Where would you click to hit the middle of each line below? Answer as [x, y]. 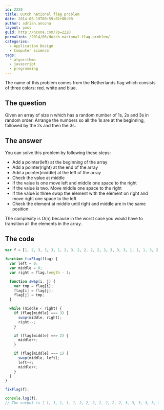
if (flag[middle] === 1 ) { [41, 353]
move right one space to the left [44, 198]
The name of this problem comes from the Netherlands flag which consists [80, 83]
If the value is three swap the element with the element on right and [80, 193]
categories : [17, 42]
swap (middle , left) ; [39, 358]
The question [26, 103]
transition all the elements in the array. [43, 224]
